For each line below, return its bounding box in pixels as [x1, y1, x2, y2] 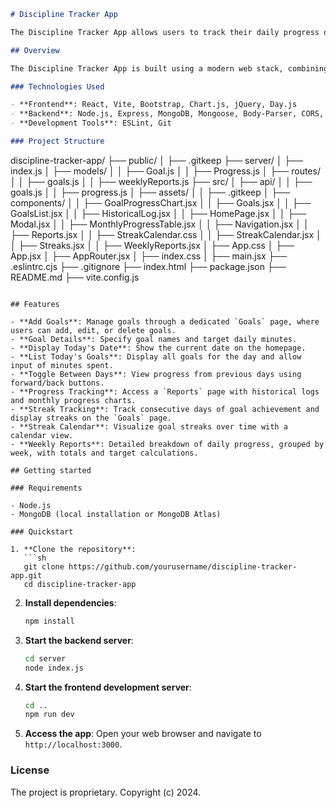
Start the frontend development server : [24, 681, 192, 693]
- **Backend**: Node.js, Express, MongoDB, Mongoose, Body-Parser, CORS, [10, 109, 325, 119]
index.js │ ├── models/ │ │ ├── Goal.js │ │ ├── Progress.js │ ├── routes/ [10, 165, 321, 177]
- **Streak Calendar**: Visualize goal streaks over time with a [10, 421, 288, 432]
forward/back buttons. [10, 378, 105, 388]
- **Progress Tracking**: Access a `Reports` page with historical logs [10, 386, 320, 397]
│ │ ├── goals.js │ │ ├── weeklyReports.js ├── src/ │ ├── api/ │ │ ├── [10, 175, 313, 187]
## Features [10, 299, 60, 309]
